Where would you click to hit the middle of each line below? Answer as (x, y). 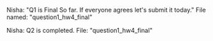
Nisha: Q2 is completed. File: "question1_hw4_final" (80, 30)
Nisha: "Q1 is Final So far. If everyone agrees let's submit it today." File (106, 10)
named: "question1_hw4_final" (49, 17)
